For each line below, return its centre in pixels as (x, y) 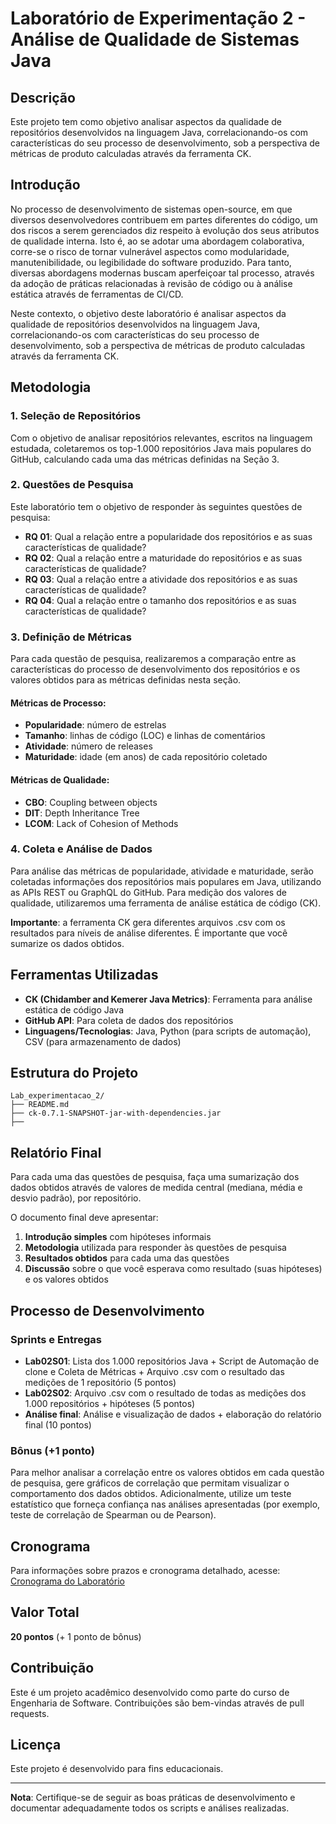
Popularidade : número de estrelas (95, 725)
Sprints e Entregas (56, 1339)
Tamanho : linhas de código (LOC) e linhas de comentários (145, 736)
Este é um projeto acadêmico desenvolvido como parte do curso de (150, 1692)
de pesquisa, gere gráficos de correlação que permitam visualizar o (150, 1483)
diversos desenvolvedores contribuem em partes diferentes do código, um (164, 219)
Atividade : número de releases (88, 746)
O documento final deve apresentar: (84, 1218)
